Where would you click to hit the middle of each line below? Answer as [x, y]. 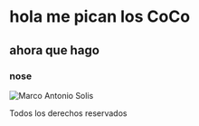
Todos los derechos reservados [68, 113]
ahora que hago [54, 50]
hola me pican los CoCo [100, 17]
